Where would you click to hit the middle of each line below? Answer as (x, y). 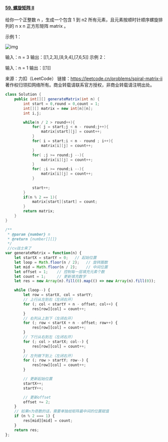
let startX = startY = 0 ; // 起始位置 (55, 258)
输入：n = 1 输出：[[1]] (28, 68)
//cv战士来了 (19, 248)
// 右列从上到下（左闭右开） (49, 318)
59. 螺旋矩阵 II (20, 8)
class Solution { (23, 95)
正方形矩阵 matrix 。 (47, 26)
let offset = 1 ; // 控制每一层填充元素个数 (60, 272)
